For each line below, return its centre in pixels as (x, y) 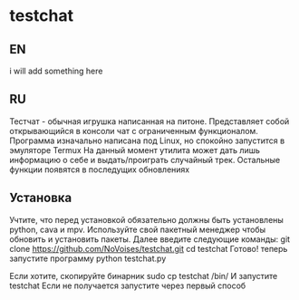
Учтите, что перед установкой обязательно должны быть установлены (146, 219)
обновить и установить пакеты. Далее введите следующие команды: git (150, 239)
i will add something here (56, 71)
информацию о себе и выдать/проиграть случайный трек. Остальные (145, 160)
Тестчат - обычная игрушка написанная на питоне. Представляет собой (149, 121)
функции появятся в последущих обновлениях (100, 169)
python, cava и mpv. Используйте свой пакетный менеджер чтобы (138, 229)
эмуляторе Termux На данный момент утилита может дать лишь (135, 150)
